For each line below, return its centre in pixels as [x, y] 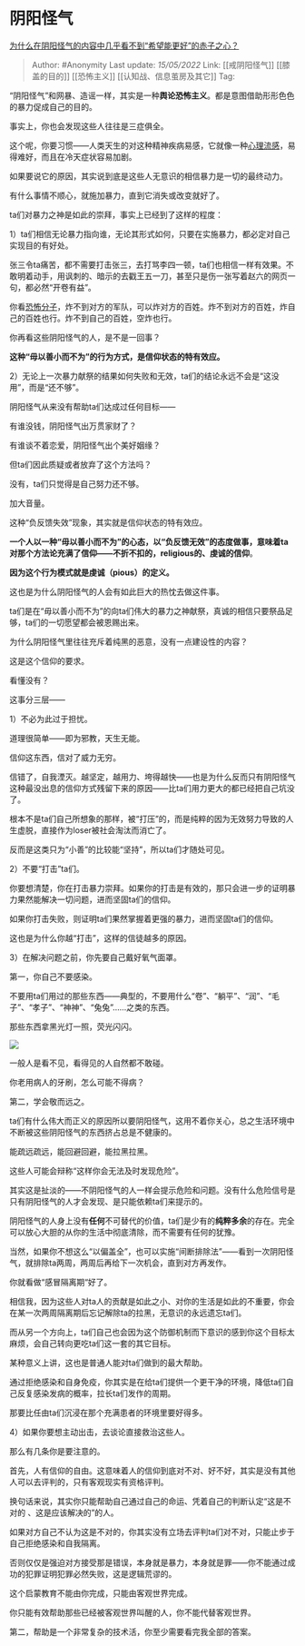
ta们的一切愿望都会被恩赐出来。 [84, 622]
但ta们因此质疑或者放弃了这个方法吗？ [81, 464]
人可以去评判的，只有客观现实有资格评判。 [89, 1482]
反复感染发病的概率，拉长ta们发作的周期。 [96, 1393]
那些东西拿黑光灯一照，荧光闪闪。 [73, 1026]
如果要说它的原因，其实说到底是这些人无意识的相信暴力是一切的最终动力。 [148, 176]
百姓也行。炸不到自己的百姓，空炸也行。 [101, 318]
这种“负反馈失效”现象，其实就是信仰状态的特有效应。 [108, 522]
